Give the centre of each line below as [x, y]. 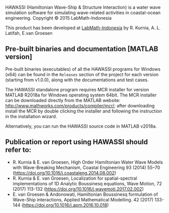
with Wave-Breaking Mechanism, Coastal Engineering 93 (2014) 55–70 [86, 167]
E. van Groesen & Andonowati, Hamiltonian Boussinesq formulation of [85, 194]
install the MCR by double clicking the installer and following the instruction [83, 111]
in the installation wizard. [31, 116]
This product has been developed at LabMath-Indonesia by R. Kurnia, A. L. [83, 28]
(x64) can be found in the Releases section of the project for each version [82, 74]
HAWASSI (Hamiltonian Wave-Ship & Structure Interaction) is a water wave [83, 7]
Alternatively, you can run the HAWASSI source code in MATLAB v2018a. [81, 126]
